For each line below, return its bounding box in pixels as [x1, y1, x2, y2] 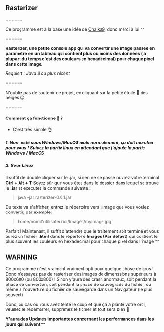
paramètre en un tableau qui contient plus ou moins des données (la [5, 50, 146, 56]
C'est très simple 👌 [12, 127, 53, 133]
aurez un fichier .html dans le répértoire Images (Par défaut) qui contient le [5, 234, 158, 239]
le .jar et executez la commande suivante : [5, 185, 91, 191]
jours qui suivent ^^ [5, 321, 46, 327]
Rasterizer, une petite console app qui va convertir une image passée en [5, 45, 155, 51]
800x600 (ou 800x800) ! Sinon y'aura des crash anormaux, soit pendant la [5, 276, 157, 282]
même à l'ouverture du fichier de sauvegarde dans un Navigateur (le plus [5, 286, 153, 293]
